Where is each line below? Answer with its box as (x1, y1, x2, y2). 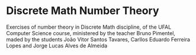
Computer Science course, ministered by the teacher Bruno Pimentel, (6, 29, 176, 36)
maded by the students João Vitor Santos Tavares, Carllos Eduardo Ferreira (6, 36, 191, 43)
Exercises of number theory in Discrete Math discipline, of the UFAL (6, 23, 172, 30)
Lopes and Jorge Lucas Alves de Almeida (6, 42, 108, 49)
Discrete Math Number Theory (6, 4, 159, 18)
